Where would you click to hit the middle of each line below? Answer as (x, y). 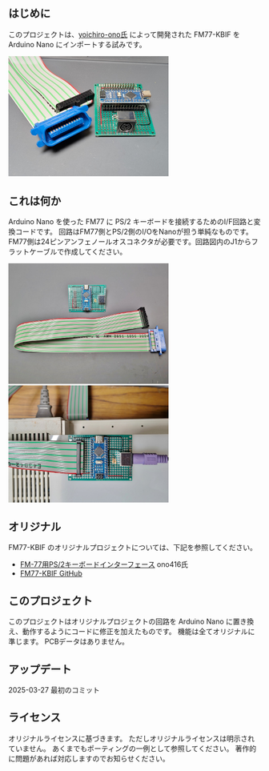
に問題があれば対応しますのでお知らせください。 (89, 758)
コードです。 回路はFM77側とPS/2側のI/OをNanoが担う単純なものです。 (134, 232)
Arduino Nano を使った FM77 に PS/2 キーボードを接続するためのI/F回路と (131, 222)
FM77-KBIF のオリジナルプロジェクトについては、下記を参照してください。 (133, 548)
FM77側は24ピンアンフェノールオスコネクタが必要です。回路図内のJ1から (130, 242)
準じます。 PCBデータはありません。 (69, 641)
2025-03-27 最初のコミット (54, 690)
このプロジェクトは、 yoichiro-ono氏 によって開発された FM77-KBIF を (124, 34)
